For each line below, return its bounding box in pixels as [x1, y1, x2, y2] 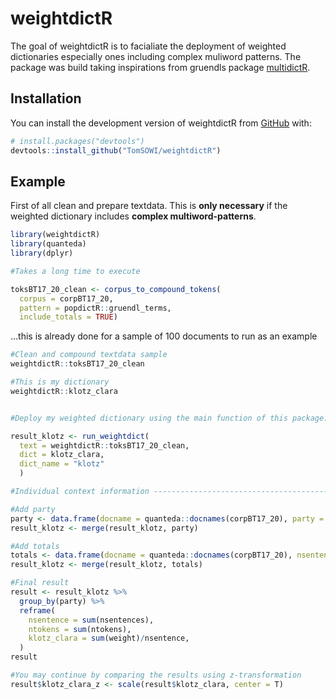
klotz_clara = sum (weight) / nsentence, [28, 633, 190, 644]
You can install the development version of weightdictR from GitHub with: [10, 117, 312, 129]
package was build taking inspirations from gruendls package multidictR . [10, 61, 311, 73]
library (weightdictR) [10, 230, 101, 240]
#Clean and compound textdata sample [10, 350, 168, 360]
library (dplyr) [10, 248, 74, 259]
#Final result [10, 578, 70, 588]
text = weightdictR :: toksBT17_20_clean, [19, 440, 190, 451]
